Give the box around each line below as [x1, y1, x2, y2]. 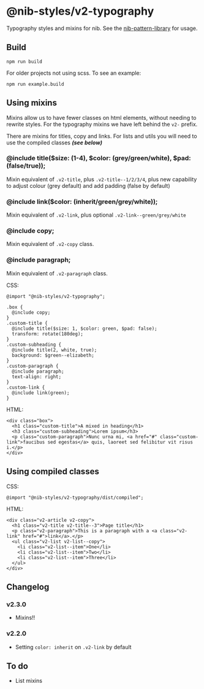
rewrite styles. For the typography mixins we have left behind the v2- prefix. [6, 121, 198, 128]
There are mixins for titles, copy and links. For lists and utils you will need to [6, 132, 197, 140]
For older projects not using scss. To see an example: [6, 69, 142, 76]
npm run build [6, 58, 43, 65]
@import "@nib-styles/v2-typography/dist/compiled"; [6, 494, 144, 501]
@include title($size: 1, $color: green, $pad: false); [12, 326, 157, 332]
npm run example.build [6, 81, 64, 87]
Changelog [6, 581, 50, 592]
